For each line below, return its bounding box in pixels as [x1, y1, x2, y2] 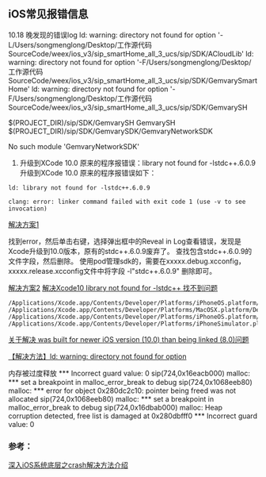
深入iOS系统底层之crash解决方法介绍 [8, 460, 128, 470]
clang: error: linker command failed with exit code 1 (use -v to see [8, 198, 246, 206]
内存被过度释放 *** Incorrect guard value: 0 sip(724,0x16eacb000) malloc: [8, 368, 251, 378]
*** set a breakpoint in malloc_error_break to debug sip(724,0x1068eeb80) [8, 377, 253, 387]
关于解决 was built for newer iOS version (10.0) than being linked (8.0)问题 [8, 334, 249, 344]
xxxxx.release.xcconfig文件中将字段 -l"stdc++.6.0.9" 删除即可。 [8, 266, 217, 275]
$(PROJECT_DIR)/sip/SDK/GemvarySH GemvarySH [8, 117, 176, 127]
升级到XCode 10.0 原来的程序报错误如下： [19, 167, 157, 177]
